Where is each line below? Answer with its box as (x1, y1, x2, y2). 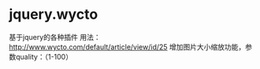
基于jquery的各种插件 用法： (9, 32, 101, 42)
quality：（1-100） (15, 52, 73, 61)
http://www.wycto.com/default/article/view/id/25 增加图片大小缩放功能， (9, 42, 246, 52)
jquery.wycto (9, 5, 98, 24)
